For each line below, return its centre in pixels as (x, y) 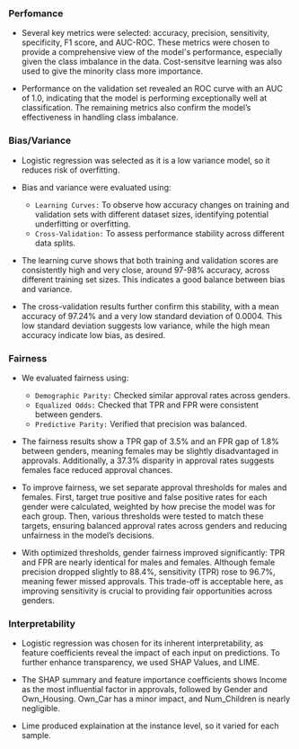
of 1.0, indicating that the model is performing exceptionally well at (144, 98)
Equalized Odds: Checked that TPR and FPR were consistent (147, 405)
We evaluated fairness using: (75, 378)
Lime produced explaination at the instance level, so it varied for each (150, 726)
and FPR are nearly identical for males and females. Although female (148, 562)
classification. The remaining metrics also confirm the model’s (136, 108)
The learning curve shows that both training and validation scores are (150, 260)
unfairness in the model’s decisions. (88, 535)
